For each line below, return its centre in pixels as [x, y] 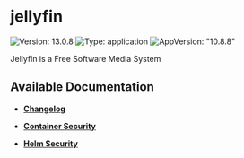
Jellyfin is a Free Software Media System [86, 58]
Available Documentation [83, 87]
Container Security [60, 126]
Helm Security [51, 143]
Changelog [44, 109]
